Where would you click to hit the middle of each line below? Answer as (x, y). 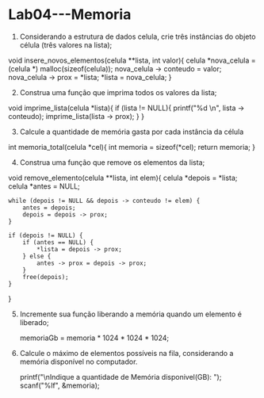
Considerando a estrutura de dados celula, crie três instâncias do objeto (138, 36)
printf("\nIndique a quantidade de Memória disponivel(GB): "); (121, 377)
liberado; (34, 322)
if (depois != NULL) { (46, 235)
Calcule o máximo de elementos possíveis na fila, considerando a (126, 353)
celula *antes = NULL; (44, 186)
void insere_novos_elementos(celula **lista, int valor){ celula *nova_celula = (132, 60)
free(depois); (46, 277)
